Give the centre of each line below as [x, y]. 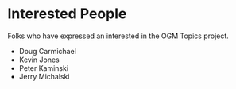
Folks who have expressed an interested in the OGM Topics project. [118, 36]
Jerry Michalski [44, 76]
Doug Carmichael [48, 51]
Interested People [67, 14]
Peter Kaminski [44, 68]
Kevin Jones [39, 60]
